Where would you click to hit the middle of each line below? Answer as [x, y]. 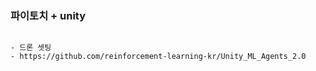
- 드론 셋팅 [31, 48]
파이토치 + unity [48, 15]
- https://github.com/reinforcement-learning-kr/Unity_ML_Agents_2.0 [158, 57]
